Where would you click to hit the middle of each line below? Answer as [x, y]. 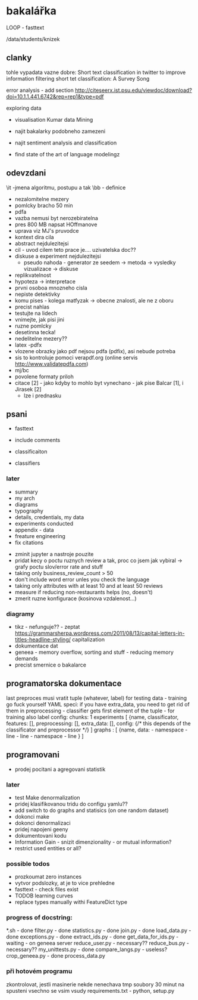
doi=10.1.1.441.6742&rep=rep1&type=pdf [55, 96]
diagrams [26, 504]
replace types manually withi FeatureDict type [71, 902]
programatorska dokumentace [64, 683]
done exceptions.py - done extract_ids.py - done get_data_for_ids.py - [92, 937]
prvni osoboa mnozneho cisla [51, 288]
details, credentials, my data [49, 517]
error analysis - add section [40, 90]
